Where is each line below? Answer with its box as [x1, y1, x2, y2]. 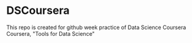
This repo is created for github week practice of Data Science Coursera [6, 24, 186, 31]
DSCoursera [6, 4, 70, 18]
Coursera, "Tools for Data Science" [6, 30, 95, 37]
